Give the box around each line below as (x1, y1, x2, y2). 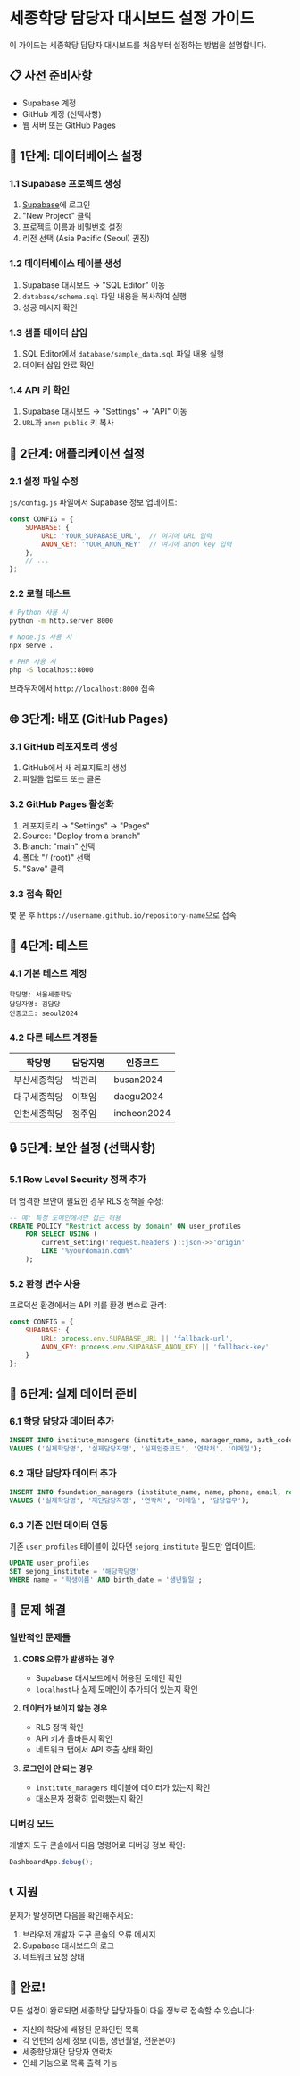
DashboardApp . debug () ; (9, 1857, 94, 1866)
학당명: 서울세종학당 (9, 989, 73, 999)
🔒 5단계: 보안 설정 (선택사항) (9, 1140, 156, 1156)
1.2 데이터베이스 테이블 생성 (9, 257, 122, 270)
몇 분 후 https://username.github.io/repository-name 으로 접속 (9, 909, 237, 920)
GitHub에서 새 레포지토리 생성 (21, 762, 128, 773)
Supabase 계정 (21, 97, 77, 108)
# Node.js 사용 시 (9, 633, 72, 642)
